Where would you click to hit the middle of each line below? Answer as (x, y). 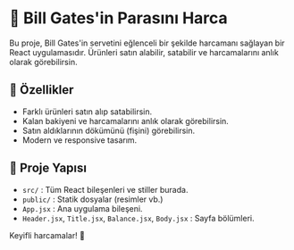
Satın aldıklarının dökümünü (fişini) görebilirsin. (109, 130)
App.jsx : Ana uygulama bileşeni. (82, 208)
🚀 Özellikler (42, 90)
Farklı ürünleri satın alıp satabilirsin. (87, 112)
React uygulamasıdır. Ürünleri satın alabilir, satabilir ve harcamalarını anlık (144, 52)
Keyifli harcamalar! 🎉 (47, 235)
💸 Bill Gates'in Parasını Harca (118, 18)
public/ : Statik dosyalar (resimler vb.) (92, 199)
